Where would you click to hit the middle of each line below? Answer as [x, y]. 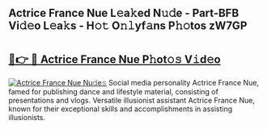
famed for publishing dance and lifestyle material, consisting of [113, 92]
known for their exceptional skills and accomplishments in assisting [121, 109]
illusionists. [27, 117]
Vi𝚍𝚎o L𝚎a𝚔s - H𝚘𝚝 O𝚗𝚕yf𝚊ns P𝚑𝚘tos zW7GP [128, 26]
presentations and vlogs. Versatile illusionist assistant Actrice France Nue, [131, 100]
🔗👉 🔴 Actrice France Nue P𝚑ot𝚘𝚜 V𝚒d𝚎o [114, 59]
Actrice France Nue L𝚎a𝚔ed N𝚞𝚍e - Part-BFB [124, 13]
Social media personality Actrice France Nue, [184, 83]
